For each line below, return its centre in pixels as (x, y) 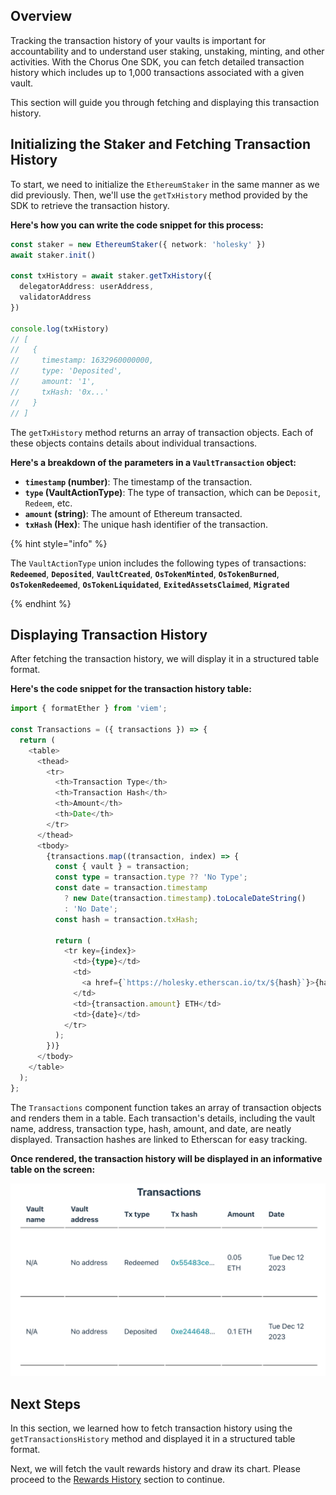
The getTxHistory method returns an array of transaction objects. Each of (162, 432)
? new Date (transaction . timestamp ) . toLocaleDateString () (185, 899)
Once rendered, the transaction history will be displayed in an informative (166, 1158)
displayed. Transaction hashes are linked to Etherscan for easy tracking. (159, 1139)
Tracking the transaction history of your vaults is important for (138, 40)
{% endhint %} (41, 603)
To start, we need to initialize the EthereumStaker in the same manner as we (165, 184)
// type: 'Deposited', (66, 371)
